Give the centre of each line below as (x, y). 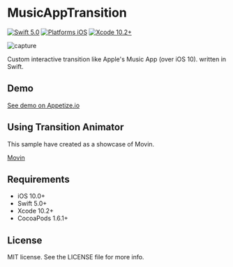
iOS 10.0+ (31, 196)
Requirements (38, 179)
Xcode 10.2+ (36, 211)
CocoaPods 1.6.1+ (43, 218)
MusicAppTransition (67, 13)
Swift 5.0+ (32, 204)
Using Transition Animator (66, 127)
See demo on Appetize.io (44, 105)
